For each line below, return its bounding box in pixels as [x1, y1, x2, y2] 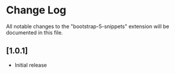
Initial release [14, 61, 47, 68]
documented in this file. [6, 29, 63, 36]
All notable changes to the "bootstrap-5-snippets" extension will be [6, 23, 169, 30]
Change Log [6, 4, 66, 17]
